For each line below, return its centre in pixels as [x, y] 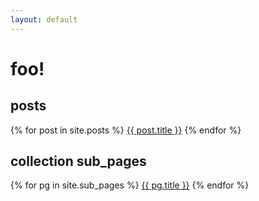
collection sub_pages [78, 161]
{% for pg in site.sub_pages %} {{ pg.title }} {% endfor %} [130, 185]
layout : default [44, 19]
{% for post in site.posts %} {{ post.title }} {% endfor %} [126, 130]
